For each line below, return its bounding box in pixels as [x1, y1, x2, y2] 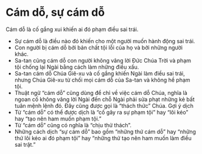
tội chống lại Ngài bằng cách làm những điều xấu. [14, 63, 139, 71]
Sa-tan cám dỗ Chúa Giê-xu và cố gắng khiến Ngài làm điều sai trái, [14, 69, 185, 77]
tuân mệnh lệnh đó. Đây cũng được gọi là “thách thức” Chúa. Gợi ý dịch [14, 102, 194, 109]
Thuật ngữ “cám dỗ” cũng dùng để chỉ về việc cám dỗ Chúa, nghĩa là [14, 89, 188, 96]
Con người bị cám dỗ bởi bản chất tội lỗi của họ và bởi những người [14, 44, 183, 51]
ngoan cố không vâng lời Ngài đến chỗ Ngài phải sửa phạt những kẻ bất [14, 96, 195, 103]
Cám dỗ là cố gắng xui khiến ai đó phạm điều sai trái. [5, 26, 139, 33]
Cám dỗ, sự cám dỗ [5, 5, 105, 19]
